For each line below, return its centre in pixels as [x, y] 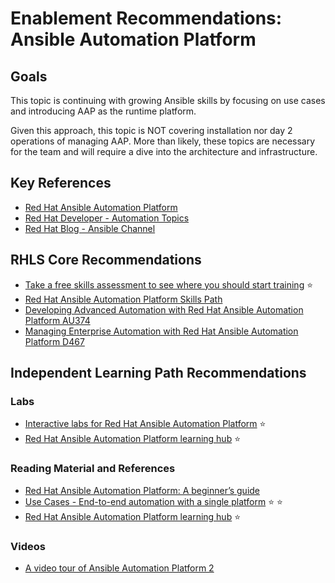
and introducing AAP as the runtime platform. [103, 111]
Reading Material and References [93, 469]
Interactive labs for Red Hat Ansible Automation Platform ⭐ [145, 424]
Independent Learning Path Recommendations [158, 373]
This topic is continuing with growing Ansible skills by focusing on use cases [168, 100]
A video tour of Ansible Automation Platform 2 [119, 568]
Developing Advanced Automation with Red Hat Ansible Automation [164, 309]
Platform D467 [54, 341]
